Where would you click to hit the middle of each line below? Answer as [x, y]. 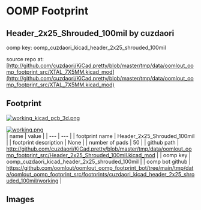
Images [20, 199]
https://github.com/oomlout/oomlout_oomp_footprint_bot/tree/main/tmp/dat [100, 168]
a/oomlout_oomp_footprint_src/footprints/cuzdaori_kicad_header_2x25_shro [100, 174]
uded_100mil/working [32, 181]
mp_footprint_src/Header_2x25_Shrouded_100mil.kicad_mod [81, 155]
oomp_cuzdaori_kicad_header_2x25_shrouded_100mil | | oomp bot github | [98, 161]
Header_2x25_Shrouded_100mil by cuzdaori [90, 33]
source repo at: [25, 59]
